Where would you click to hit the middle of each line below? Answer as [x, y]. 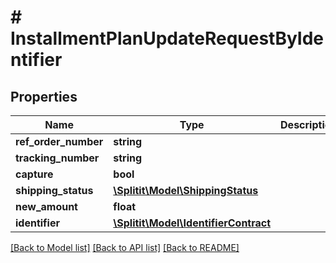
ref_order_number [59, 141]
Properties [44, 96]
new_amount [46, 206]
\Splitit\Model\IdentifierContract [192, 223]
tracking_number [57, 158]
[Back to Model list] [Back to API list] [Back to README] [125, 247]
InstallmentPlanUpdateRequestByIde [167, 38]
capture [34, 174]
